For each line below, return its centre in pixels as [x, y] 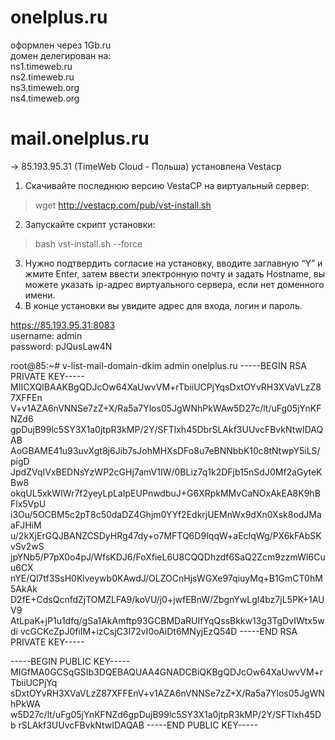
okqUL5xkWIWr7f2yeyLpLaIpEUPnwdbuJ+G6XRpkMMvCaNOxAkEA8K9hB [165, 493]
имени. [40, 295]
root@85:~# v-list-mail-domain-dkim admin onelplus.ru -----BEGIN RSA [158, 365]
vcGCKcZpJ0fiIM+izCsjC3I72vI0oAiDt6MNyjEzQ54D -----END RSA [158, 631]
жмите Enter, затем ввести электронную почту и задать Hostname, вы [175, 273]
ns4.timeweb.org [45, 98]
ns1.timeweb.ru [41, 66]
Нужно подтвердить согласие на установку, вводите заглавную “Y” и [173, 263]
